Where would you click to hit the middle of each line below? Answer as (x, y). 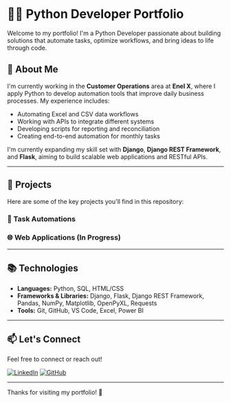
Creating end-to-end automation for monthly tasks (88, 136)
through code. (27, 48)
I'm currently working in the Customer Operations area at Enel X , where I (111, 86)
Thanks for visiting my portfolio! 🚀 (55, 393)
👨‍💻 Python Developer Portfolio (96, 14)
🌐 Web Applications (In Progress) (64, 238)
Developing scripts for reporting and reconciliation (88, 128)
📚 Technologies (43, 268)
